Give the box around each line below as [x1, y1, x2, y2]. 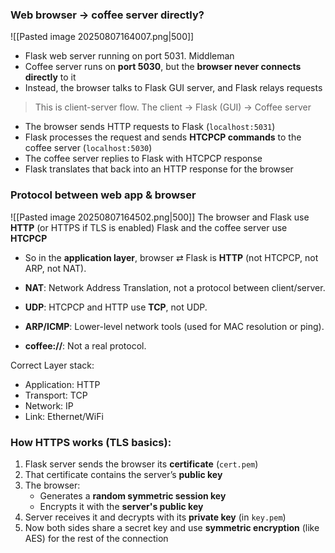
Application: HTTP [24, 378, 101, 390]
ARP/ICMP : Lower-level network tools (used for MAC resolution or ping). [24, 320, 325, 332]
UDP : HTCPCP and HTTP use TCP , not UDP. [24, 301, 208, 313]
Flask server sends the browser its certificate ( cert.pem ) [24, 458, 259, 470]
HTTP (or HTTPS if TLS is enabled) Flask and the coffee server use [10, 221, 288, 233]
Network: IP [24, 399, 74, 412]
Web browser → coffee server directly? [10, 8, 205, 22]
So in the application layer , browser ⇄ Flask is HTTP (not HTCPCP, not [24, 251, 319, 263]
